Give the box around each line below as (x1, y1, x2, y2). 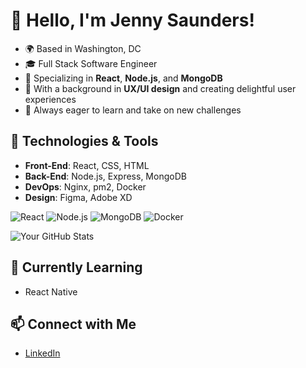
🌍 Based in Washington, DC (24, 42, 142, 54)
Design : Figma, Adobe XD (24, 191, 133, 203)
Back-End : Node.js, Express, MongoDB (24, 170, 187, 182)
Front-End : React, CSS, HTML (24, 159, 150, 171)
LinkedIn (24, 347, 61, 359)
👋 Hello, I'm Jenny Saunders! (10, 9, 255, 32)
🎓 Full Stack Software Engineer (24, 57, 158, 69)
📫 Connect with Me (10, 315, 137, 333)
